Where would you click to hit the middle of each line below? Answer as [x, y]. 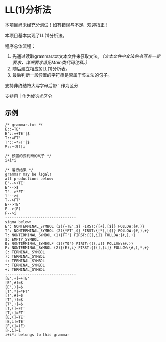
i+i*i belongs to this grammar [37, 335]
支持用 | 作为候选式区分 [29, 96]
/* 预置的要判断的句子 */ [28, 156]
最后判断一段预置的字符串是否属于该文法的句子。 [62, 75]
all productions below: [30, 179]
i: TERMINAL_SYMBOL [25, 261]
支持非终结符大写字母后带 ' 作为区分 [42, 85]
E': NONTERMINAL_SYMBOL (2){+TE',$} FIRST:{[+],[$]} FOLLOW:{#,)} [75, 226]
